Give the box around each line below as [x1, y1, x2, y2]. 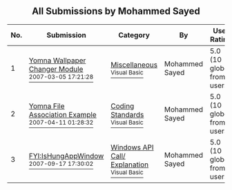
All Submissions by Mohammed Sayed [32, 6, 200, 17]
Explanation [110, 160, 149, 169]
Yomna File [28, 101, 65, 111]
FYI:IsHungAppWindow [28, 151, 104, 160]
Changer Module [28, 64, 84, 74]
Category [118, 30, 151, 40]
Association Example [28, 109, 97, 119]
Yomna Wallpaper [28, 55, 86, 65]
